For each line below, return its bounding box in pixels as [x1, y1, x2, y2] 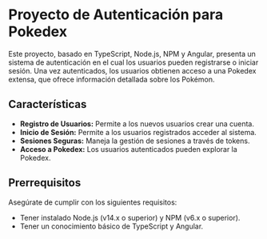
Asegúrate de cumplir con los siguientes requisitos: [8, 197, 177, 207]
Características [8, 98, 87, 111]
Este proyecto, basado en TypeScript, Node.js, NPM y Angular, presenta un [8, 49, 256, 58]
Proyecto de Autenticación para [8, 6, 224, 24]
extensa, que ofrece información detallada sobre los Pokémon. [8, 74, 215, 84]
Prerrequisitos [8, 176, 82, 189]
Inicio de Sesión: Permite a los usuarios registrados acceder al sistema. [19, 127, 257, 137]
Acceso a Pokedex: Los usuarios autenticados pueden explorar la [19, 144, 237, 153]
